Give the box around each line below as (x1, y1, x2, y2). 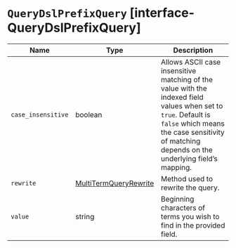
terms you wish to (160, 211, 220, 221)
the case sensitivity (160, 127, 225, 137)
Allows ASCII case (160, 57, 221, 67)
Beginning (160, 194, 195, 204)
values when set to (160, 100, 223, 110)
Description (173, 45, 214, 55)
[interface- (129, 5, 195, 21)
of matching (160, 136, 201, 145)
